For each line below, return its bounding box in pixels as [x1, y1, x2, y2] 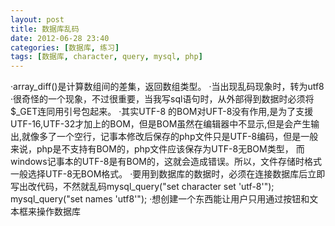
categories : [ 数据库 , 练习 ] [10, 42, 120, 53]
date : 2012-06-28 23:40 [10, 33, 110, 43]
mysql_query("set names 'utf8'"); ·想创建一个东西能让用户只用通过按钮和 [10, 193, 310, 205]
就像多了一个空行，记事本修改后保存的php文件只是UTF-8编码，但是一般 [21, 131, 319, 143]
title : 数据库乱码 [10, 24, 80, 34]
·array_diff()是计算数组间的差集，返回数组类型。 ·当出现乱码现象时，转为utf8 [10, 81, 325, 93]
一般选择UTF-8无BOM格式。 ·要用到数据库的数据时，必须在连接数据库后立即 [10, 168, 326, 180]
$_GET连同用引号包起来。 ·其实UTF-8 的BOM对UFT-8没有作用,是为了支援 [10, 106, 314, 118]
